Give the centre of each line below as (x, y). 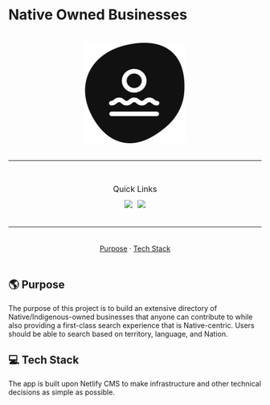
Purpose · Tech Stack (135, 248)
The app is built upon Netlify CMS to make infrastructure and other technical (135, 383)
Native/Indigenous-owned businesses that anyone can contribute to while (131, 317)
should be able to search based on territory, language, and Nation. (118, 333)
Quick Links (135, 189)
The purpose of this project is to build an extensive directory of (113, 308)
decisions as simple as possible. (61, 392)
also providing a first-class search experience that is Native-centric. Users (131, 325)
